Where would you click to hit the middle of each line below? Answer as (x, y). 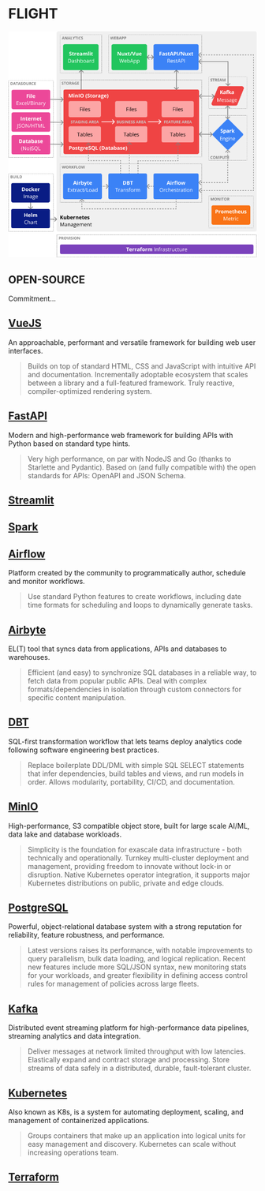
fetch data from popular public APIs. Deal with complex (117, 680)
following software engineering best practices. (84, 750)
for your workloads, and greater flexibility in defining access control (138, 976)
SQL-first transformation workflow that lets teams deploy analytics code (125, 741)
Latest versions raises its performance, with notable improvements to (140, 950)
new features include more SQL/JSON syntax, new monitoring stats (137, 967)
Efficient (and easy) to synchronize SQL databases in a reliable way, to (142, 672)
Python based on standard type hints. (69, 444)
